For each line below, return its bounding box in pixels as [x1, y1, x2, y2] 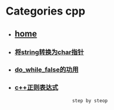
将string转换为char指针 [14, 47, 84, 56]
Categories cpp [5, 4, 86, 18]
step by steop [72, 97, 108, 104]
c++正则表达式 [14, 83, 59, 92]
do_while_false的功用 [14, 66, 79, 74]
